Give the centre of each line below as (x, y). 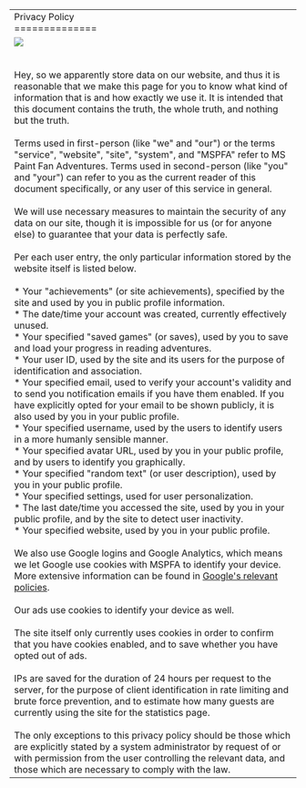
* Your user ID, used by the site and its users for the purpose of (149, 359)
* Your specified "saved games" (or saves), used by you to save (151, 337)
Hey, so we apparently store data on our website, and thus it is (147, 75)
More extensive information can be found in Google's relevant (146, 576)
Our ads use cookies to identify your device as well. (124, 610)
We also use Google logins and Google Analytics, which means (148, 553)
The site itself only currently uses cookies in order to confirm (144, 633)
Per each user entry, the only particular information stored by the (153, 257)
